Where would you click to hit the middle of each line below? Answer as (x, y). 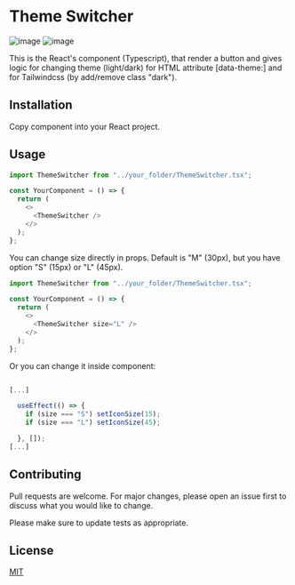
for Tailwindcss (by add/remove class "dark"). (93, 76)
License (32, 551)
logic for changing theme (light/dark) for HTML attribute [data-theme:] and (146, 68)
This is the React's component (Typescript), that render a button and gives (146, 58)
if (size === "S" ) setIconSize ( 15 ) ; (93, 414)
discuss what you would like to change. (81, 505)
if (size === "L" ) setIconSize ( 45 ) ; (93, 423)
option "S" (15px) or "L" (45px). (66, 267)
